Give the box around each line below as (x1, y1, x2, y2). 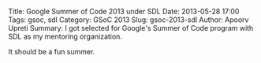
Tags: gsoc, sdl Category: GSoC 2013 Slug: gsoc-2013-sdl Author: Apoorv (8, 15, 249, 24)
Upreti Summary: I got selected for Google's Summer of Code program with (8, 24, 254, 32)
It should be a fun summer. (8, 47, 95, 56)
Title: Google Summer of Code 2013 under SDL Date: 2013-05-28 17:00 (8, 7, 240, 16)
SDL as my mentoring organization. (8, 31, 122, 41)
